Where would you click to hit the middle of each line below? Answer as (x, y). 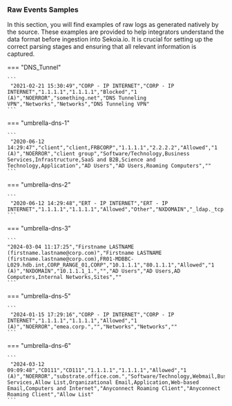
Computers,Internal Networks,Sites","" (65, 278)
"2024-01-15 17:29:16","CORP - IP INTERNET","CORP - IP (92, 315)
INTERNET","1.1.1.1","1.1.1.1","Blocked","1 (72, 92)
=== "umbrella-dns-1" (39, 123)
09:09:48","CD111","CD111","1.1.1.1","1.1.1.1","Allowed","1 (97, 371)
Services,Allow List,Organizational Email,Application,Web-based (103, 383)
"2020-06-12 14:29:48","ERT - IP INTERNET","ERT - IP (89, 204)
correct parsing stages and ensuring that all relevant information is (102, 47)
